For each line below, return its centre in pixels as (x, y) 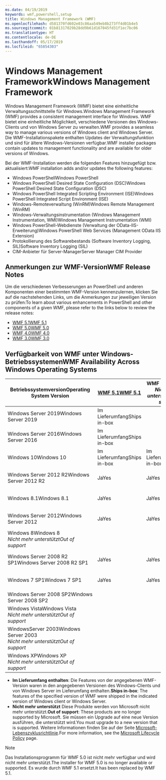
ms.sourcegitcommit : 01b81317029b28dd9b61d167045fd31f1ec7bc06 (72, 28)
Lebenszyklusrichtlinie (35, 733)
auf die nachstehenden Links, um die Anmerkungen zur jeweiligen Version (81, 297)
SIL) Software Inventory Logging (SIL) (50, 246)
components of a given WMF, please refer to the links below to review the (80, 308)
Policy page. (25, 738)
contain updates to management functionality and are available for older (79, 148)
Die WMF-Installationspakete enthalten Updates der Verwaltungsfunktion (80, 137)
